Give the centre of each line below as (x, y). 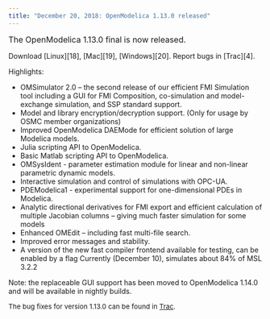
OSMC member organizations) (71, 121)
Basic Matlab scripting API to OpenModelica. (94, 155)
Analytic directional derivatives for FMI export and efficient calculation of (141, 207)
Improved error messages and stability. (85, 241)
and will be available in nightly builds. (70, 291)
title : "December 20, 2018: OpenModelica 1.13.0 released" (110, 16)
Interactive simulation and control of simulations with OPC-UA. (124, 181)
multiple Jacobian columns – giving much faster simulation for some (133, 215)
